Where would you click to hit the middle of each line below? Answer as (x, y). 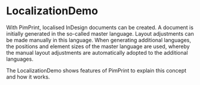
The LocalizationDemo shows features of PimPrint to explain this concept (96, 70)
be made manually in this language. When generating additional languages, (99, 40)
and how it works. (28, 77)
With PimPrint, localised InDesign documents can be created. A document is (100, 27)
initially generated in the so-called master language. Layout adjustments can (100, 33)
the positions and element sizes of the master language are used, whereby (98, 46)
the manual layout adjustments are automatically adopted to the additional (97, 52)
